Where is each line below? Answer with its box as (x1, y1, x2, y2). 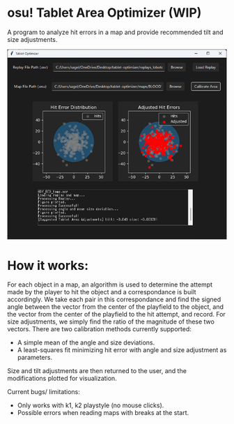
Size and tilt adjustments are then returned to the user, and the (7, 367, 187, 375)
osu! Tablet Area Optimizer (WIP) (7, 5, 202, 21)
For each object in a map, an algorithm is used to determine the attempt (7, 280, 213, 289)
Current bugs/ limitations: (7, 388, 80, 396)
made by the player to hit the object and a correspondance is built (7, 288, 196, 296)
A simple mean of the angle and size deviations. (17, 338, 155, 347)
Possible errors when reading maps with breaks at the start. (17, 409, 189, 417)
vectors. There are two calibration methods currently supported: (7, 325, 192, 333)
